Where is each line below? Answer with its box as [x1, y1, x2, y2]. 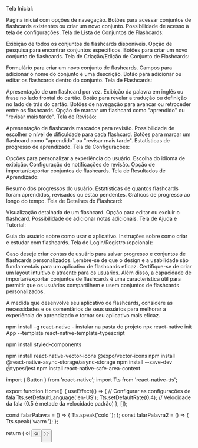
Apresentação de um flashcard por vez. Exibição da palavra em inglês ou [6, 88, 184, 95]
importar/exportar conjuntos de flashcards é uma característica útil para [6, 276, 181, 282]
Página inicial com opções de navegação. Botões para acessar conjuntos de [6, 16, 192, 23]
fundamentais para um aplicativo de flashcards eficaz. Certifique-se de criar [6, 263, 192, 270]
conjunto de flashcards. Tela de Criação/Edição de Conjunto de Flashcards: [6, 53, 190, 59]
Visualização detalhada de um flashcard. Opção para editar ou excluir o [6, 209, 180, 215]
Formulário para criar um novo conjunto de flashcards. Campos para [6, 64, 173, 71]
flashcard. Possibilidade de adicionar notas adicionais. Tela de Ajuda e [6, 215, 177, 222]
